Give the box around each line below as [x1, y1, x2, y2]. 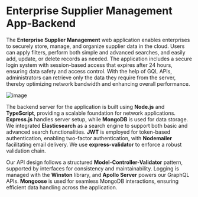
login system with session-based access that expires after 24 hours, [6, 61, 173, 69]
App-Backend [6, 17, 76, 30]
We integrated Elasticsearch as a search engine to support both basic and [6, 122, 188, 129]
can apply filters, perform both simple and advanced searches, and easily [6, 49, 186, 56]
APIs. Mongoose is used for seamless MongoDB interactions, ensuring [6, 177, 179, 185]
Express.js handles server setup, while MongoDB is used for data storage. [6, 115, 189, 122]
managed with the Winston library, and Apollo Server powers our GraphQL [6, 171, 190, 178]
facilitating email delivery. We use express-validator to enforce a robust [6, 141, 182, 148]
